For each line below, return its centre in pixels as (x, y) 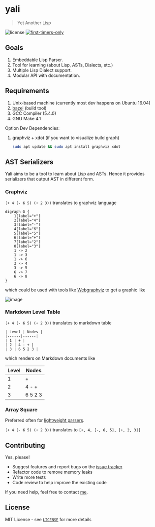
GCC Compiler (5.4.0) (34, 113)
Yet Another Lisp (34, 23)
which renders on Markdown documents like (50, 358)
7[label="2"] (27, 242)
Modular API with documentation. (46, 75)
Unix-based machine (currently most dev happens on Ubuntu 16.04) (81, 103)
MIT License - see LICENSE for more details (48, 519)
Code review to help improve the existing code (59, 482)
